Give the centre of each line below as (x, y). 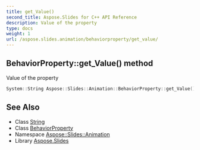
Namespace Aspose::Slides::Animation (62, 134)
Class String (30, 121)
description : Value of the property (51, 23)
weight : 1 (18, 34)
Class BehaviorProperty (44, 128)
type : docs (20, 28)
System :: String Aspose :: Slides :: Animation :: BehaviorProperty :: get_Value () (101, 89)
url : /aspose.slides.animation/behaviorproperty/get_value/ (82, 39)
